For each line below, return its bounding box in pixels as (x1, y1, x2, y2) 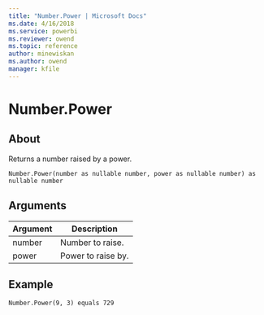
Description (71, 223, 118, 234)
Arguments (8, 199, 67, 212)
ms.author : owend (8, 58, 67, 66)
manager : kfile (8, 65, 60, 73)
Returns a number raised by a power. (8, 154, 132, 164)
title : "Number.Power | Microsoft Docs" (8, 11, 148, 20)
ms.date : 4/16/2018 (8, 20, 75, 28)
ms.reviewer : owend (8, 34, 75, 43)
